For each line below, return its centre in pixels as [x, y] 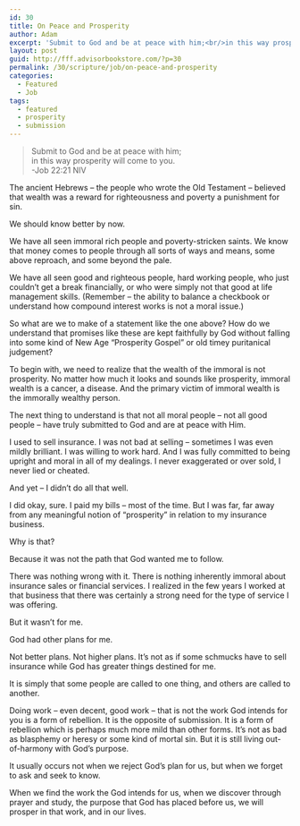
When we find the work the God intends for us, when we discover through [145, 792]
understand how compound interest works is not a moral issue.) [126, 306]
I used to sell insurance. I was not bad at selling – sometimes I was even [142, 442]
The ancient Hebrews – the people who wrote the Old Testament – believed [147, 187]
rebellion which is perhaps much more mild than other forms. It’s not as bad [148, 729]
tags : [19, 101]
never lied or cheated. [50, 470]
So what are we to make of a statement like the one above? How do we [140, 324]
